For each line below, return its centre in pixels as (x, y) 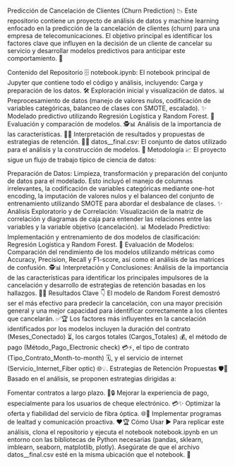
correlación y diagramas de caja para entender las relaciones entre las (110, 219)
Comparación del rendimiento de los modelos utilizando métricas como (111, 252)
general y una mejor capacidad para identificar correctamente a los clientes (117, 311)
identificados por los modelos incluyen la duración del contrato (99, 329)
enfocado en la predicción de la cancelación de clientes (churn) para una (114, 28)
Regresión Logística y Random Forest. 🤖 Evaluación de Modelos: (101, 244)
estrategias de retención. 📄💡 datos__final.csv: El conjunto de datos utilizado (117, 142)
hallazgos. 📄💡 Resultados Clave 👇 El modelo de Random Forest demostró (114, 293)
